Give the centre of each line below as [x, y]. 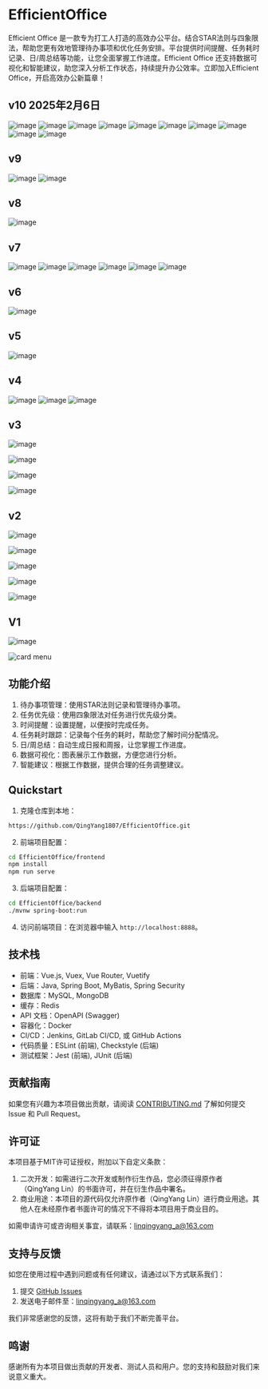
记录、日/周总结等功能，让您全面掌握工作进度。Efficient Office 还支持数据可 [133, 58]
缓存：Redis [39, 1005]
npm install [28, 865]
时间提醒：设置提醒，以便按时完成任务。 [86, 724]
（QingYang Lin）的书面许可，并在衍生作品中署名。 [104, 1189]
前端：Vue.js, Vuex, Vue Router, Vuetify [85, 975]
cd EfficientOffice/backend [55, 903]
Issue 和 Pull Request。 [47, 1113]
